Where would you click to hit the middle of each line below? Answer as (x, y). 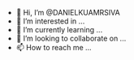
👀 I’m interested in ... (50, 21)
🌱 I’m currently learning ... (59, 30)
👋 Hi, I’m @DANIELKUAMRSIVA (68, 13)
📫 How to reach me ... (54, 47)
